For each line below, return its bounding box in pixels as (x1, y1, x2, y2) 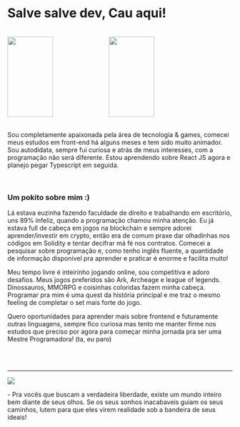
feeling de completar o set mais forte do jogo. (7, 298, 141, 307)
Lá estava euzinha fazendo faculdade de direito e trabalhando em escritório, (7, 209, 232, 217)
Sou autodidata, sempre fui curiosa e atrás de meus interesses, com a (7, 145, 214, 154)
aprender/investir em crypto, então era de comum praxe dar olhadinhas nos (7, 231, 231, 240)
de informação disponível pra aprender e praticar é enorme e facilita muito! (7, 254, 229, 263)
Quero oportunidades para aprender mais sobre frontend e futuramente (7, 312, 219, 321)
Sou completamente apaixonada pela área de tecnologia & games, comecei (7, 130, 230, 139)
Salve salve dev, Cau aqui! (7, 5, 166, 21)
